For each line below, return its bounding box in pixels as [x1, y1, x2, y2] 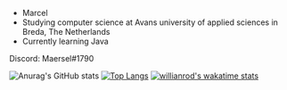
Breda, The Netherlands [21, 27, 111, 37]
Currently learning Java [21, 36, 109, 46]
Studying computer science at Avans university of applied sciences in [21, 17, 279, 28]
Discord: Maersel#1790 [9, 53, 94, 63]
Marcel [21, 8, 48, 18]
